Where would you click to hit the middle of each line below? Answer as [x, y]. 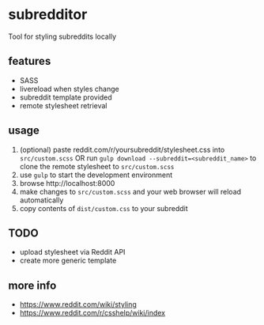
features [30, 61]
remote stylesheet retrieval [63, 105]
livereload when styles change [70, 89]
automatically [41, 200]
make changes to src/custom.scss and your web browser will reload [130, 191]
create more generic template [68, 261]
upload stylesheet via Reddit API [72, 252]
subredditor [48, 15]
